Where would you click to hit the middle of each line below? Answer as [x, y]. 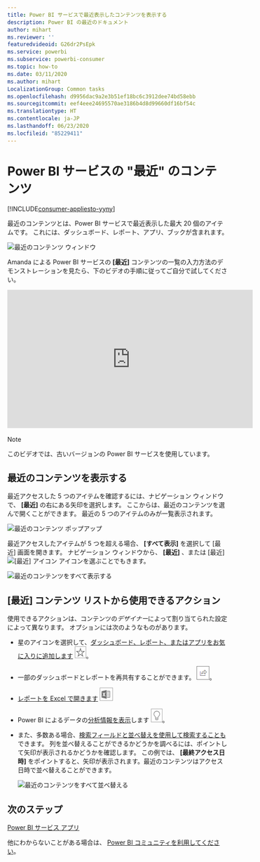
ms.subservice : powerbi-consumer [56, 60]
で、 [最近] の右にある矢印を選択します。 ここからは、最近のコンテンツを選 [116, 505]
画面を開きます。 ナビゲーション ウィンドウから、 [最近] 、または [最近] [121, 552]
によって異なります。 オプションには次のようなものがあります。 [100, 627]
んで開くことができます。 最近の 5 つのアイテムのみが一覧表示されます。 [112, 514]
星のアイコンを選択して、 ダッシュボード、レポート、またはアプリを [115, 642]
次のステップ [35, 809]
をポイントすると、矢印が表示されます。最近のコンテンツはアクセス [125, 762]
